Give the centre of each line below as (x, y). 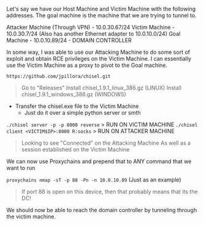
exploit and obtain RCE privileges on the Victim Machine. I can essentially (99, 59)
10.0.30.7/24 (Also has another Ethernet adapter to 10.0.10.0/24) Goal (93, 34)
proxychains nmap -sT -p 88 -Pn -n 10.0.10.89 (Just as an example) (94, 180)
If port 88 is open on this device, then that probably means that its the (109, 192)
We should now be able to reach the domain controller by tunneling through (102, 210)
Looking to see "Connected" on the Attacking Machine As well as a (106, 143)
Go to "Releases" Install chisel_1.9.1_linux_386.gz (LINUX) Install (101, 88)
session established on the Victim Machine (75, 149)
